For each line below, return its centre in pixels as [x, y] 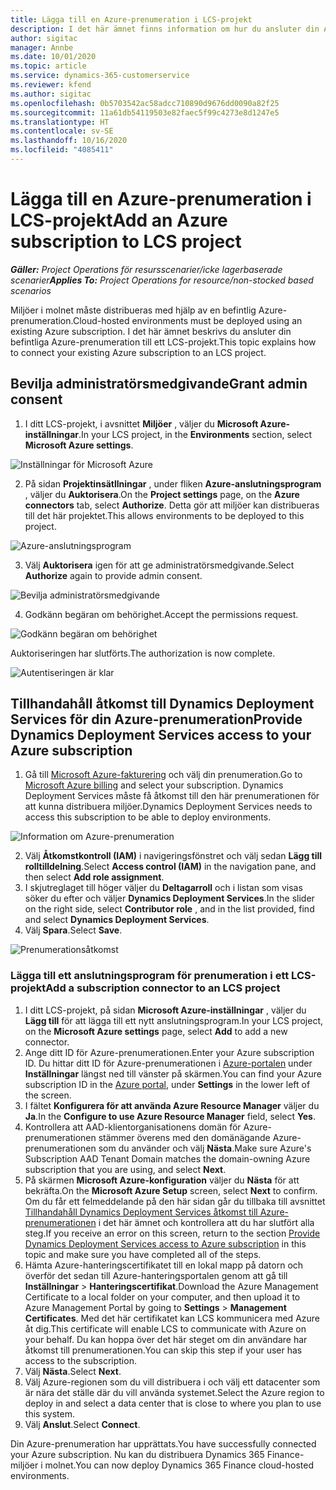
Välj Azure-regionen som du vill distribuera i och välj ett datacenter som [172, 1382]
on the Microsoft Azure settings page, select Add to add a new [156, 1031]
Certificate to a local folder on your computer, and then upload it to [162, 1297]
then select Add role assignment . [94, 877]
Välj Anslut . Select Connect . [82, 1424]
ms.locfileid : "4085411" [62, 150]
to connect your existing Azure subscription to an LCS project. [138, 352]
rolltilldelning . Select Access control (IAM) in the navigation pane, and [170, 867]
